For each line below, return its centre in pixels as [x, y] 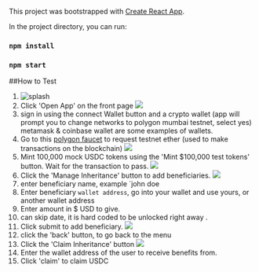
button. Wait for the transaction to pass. [84, 166]
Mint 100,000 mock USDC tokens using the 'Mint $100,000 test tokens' [135, 157]
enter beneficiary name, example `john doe [90, 184]
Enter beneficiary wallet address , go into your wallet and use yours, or [135, 193]
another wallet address [57, 200]
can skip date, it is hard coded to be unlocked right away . [114, 217]
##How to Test [33, 81]
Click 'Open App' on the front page [77, 106]
